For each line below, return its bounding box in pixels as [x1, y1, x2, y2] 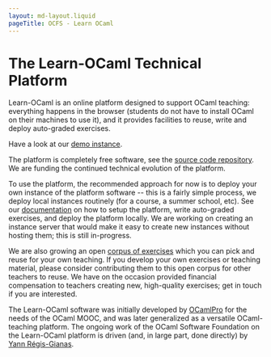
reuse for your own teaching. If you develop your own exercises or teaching [8, 255, 260, 265]
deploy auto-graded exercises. [8, 124, 111, 133]
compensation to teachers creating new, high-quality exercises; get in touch [8, 280, 262, 291]
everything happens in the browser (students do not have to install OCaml [8, 107, 255, 116]
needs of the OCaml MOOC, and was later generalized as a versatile [8, 313, 236, 323]
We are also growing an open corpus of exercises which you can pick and [8, 246, 255, 256]
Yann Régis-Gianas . [8, 339, 74, 349]
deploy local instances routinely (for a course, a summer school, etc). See [8, 196, 255, 206]
